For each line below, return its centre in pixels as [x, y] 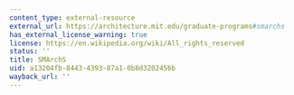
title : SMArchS [38, 60]
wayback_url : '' [40, 77]
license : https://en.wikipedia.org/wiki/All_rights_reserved [127, 43]
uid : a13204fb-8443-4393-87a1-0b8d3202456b [93, 69]
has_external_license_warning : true [78, 34]
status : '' [30, 52]
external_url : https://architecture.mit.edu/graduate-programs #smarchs [147, 26]
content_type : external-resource [72, 18]
